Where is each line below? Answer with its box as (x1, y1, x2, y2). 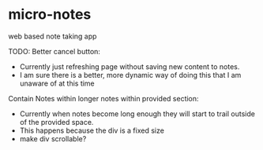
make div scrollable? (19, 134, 87, 143)
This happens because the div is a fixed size (19, 126, 164, 135)
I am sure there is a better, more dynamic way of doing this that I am (19, 70, 242, 79)
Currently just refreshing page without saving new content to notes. (19, 61, 240, 71)
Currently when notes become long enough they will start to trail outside (19, 108, 255, 119)
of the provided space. (19, 117, 94, 126)
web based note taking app (8, 31, 97, 41)
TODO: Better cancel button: (8, 46, 101, 56)
